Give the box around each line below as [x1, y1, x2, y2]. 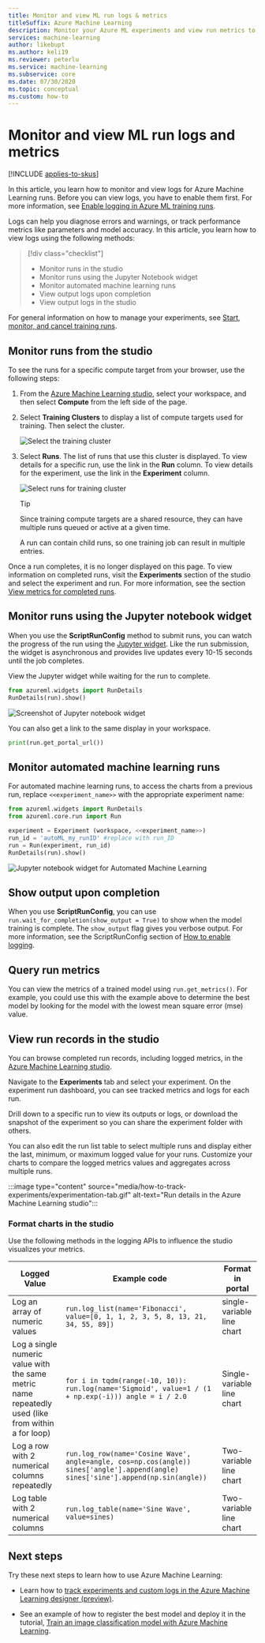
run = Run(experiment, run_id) [8, 841, 111, 849]
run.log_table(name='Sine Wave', [65, 1505, 192, 1513]
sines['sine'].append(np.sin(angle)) [65, 1473, 207, 1482]
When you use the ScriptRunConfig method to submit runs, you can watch [8, 630, 252, 640]
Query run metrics [8, 963, 100, 976]
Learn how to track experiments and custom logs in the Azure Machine [19, 1585, 251, 1596]
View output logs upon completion [39, 289, 151, 299]
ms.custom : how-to [8, 92, 69, 100]
